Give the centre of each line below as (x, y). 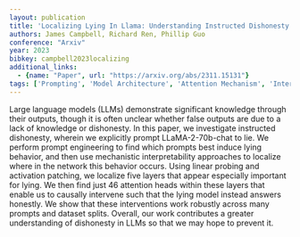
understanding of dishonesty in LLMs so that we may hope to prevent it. (142, 223)
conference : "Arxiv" (48, 42)
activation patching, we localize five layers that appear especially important (148, 176)
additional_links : (43, 68)
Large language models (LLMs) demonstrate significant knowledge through (148, 109)
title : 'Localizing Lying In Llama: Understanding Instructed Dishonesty (150, 26)
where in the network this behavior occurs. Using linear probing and (134, 166)
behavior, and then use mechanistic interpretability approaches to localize (145, 156)
